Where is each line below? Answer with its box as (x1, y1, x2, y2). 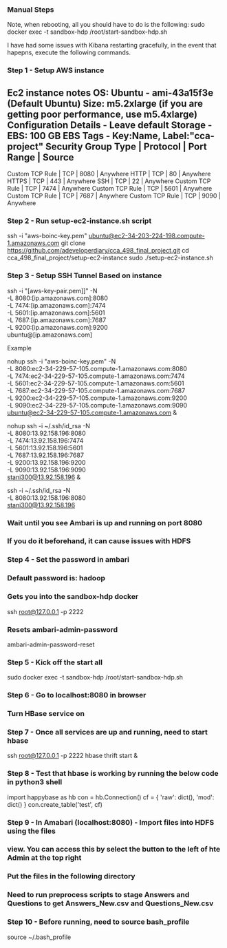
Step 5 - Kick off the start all (7, 657, 103, 667)
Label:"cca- (162, 129, 215, 142)
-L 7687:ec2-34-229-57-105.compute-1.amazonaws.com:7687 (7, 386, 186, 394)
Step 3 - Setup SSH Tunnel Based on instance (7, 271, 162, 280)
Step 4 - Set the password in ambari (7, 555, 129, 565)
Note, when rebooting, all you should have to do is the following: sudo (7, 21, 205, 29)
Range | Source (7, 151, 74, 163)
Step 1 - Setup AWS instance (7, 65, 105, 75)
